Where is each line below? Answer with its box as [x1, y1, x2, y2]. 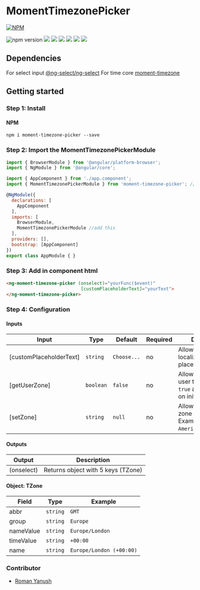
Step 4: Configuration [6, 305, 70, 313]
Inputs [6, 320, 23, 327]
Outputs [6, 441, 27, 448]
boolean [85, 382, 107, 388]
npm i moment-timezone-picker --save [6, 132, 100, 138]
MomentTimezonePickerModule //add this [17, 225, 116, 231]
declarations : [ [11, 197, 52, 203]
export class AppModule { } [6, 253, 76, 259]
